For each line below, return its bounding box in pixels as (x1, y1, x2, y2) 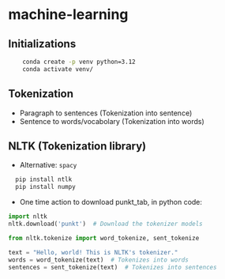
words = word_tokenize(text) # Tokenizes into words (8, 255, 189, 264)
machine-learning (8, 6, 129, 24)
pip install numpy (15, 183, 77, 191)
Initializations (8, 37, 77, 51)
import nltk (8, 213, 47, 221)
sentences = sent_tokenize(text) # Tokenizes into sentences (8, 263, 217, 271)
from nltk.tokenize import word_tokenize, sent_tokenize (8, 234, 200, 242)
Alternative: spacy (19, 160, 77, 170)
